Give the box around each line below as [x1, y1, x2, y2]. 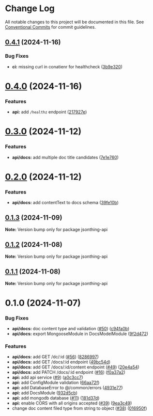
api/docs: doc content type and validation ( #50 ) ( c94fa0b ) [12, 326, 130, 331]
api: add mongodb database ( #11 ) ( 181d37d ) [12, 395, 100, 401]
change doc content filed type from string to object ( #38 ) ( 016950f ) [12, 405, 147, 411]
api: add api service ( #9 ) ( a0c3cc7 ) [12, 374, 83, 381]
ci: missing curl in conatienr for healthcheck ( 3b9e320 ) [12, 64, 122, 69]
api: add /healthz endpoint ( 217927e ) [12, 109, 87, 115]
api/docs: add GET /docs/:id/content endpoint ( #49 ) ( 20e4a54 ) [12, 364, 139, 370]
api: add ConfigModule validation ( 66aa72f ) [12, 380, 100, 385]
